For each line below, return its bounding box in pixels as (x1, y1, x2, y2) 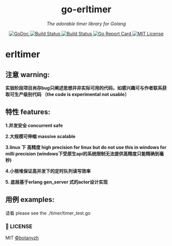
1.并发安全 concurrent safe (5, 122, 63, 128)
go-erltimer (61, 4, 111, 15)
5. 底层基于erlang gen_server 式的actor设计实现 (5, 179, 108, 185)
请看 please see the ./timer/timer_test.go (5, 210, 91, 216)
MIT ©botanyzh (5, 235, 39, 241)
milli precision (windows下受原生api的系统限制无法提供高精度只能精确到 (5, 150, 160, 157)
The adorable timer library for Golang (46, 21, 126, 27)
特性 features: (5, 108, 50, 117)
